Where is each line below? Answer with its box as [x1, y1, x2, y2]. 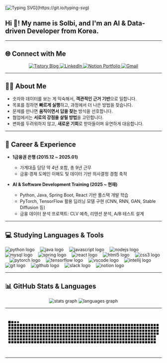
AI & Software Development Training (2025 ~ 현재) [12, 181, 118, 187]
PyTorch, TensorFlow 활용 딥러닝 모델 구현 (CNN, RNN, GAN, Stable [19, 198, 156, 204]
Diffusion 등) [19, 204, 46, 210]
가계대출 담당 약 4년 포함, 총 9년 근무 [19, 165, 92, 171]
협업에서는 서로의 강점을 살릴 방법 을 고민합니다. [12, 115, 104, 121]
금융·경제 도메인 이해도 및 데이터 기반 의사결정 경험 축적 [19, 171, 128, 177]
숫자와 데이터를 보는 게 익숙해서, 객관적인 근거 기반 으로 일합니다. [12, 96, 137, 102]
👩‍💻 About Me [5, 82, 47, 91]
